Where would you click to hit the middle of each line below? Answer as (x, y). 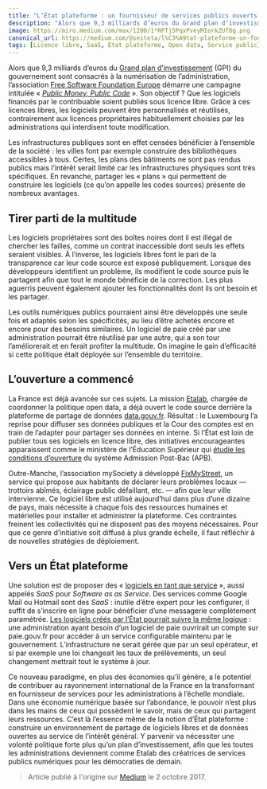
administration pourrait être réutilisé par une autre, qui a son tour (114, 337)
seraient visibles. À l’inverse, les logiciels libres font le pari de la (112, 254)
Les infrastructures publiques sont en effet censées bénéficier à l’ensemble (132, 143)
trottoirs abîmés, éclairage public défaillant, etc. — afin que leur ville (120, 490)
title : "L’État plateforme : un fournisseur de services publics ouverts (133, 16)
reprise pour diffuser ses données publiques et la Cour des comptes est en (131, 424)
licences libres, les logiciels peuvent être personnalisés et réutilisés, (119, 110)
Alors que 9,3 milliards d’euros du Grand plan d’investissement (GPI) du (125, 68)
